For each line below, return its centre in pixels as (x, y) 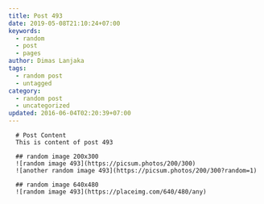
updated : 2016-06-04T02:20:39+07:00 (70, 114)
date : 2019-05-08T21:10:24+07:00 (64, 23)
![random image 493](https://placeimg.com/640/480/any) (111, 192)
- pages (29, 53)
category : (25, 91)
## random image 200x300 (57, 156)
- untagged (34, 83)
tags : (17, 69)
